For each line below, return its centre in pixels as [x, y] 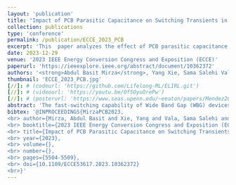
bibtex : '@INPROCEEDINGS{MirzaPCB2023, [66, 112]
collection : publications [45, 27]
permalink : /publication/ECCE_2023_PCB [66, 40]
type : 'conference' [36, 33]
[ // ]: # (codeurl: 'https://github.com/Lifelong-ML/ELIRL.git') [103, 86]
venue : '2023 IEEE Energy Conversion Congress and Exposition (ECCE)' [113, 60]
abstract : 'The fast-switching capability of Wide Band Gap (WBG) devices [119, 106]
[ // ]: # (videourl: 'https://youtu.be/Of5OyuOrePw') [86, 92]
